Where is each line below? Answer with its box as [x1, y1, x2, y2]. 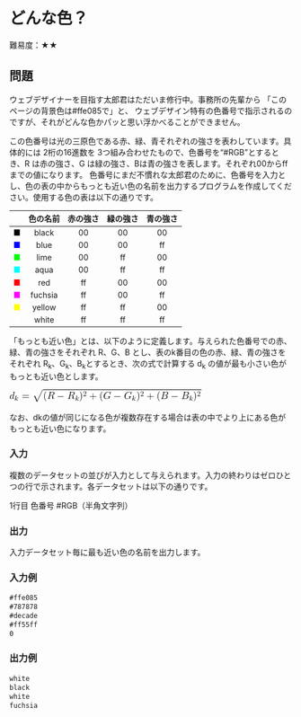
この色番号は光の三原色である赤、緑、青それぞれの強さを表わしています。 [9, 136, 285, 146]
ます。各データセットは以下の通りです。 [64, 481, 213, 491]
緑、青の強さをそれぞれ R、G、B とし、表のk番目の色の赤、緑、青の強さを [9, 347, 287, 358]
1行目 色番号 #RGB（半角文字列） [9, 500, 133, 510]
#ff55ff [9, 621, 39, 630]
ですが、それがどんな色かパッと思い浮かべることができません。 [9, 116, 245, 127]
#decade [9, 612, 39, 621]
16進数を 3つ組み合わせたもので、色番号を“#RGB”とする [63, 146, 272, 157]
